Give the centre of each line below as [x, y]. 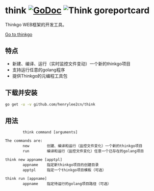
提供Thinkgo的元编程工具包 [40, 76]
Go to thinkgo [19, 34]
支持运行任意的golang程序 [38, 70]
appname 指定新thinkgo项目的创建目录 [61, 165]
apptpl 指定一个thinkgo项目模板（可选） [64, 170]
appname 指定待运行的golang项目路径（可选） [67, 184]
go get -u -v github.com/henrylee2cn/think [50, 104]
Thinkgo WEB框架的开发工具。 [36, 24]
